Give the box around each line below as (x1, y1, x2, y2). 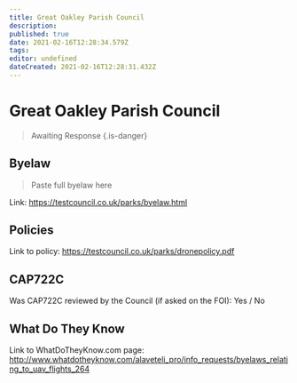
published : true (9, 29, 69, 38)
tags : (9, 46, 29, 55)
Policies (9, 223, 55, 238)
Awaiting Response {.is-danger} (30, 130, 148, 140)
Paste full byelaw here (30, 180, 113, 190)
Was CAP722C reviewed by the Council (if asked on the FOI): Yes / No (9, 295, 266, 307)
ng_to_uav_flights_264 (9, 363, 90, 374)
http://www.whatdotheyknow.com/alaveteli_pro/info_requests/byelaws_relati (9, 355, 289, 365)
